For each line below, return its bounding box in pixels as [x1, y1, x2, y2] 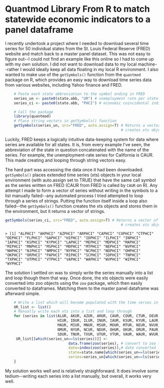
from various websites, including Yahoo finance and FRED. [5, 82, 123, 88]
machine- [137, 61, 157, 67]
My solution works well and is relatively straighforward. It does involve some [5, 368, 159, 374]
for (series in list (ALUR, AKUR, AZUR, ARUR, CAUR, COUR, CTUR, [14, 314, 147, 319]
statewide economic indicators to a [5, 14, 151, 25]
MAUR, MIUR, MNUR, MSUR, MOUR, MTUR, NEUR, [57, 323, 147, 328]
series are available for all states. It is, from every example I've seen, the [5, 141, 150, 147]
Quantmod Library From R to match [5, 3, 150, 15]
